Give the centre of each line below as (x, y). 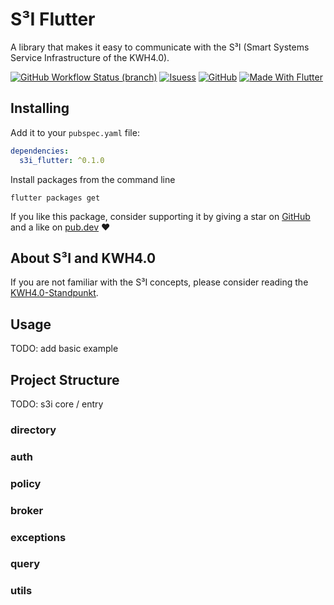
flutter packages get (55, 198)
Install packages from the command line (93, 179)
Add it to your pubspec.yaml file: (75, 132)
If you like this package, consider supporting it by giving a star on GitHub (160, 216)
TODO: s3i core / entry (57, 404)
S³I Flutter (53, 19)
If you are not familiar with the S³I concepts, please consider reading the (159, 282)
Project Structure (65, 379)
